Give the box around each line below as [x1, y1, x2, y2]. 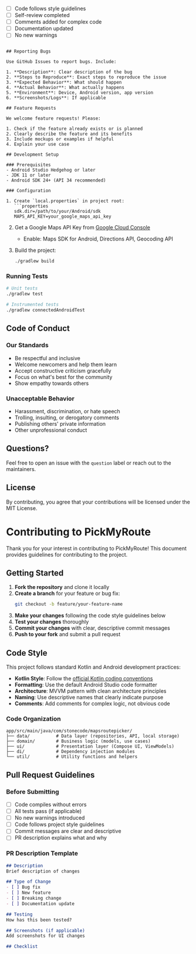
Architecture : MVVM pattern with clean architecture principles [14, 687, 167, 695]
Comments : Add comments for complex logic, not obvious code [14, 700, 170, 707]
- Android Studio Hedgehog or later [6, 167, 96, 173]
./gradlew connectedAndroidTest [6, 307, 85, 313]
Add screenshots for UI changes [6, 933, 85, 939]
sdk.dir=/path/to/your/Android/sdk [13, 209, 101, 215]
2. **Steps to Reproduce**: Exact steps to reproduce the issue [6, 74, 167, 80]
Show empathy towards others [14, 380, 89, 387]
